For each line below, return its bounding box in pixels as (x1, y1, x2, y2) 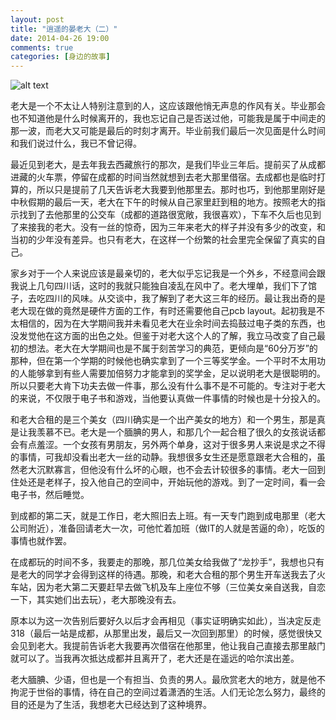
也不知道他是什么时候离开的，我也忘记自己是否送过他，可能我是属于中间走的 (10, 112, 326, 125)
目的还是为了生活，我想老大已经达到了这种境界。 (10, 699, 212, 711)
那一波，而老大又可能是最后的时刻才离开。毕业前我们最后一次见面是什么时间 (10, 125, 326, 137)
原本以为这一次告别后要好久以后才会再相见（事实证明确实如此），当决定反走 (10, 615, 322, 627)
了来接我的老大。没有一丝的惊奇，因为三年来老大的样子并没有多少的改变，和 (10, 221, 326, 233)
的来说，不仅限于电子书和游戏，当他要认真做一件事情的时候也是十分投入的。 (10, 392, 326, 405)
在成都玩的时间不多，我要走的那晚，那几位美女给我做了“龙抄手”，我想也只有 (10, 556, 325, 568)
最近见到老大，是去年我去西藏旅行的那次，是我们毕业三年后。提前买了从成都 (10, 159, 326, 171)
